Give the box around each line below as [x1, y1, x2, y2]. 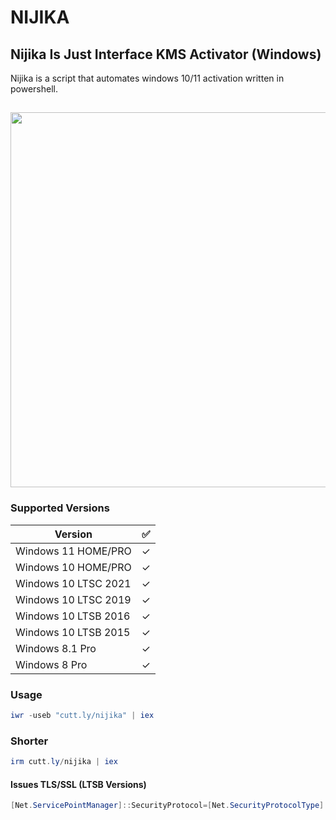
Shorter [10, 734, 49, 748]
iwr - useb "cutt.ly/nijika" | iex [10, 710, 155, 720]
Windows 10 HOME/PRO [15, 560, 132, 574]
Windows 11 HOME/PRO [15, 544, 132, 558]
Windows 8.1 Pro [15, 641, 97, 655]
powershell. [10, 83, 58, 95]
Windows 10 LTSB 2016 [15, 609, 131, 623]
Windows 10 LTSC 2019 [15, 592, 132, 606]
